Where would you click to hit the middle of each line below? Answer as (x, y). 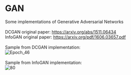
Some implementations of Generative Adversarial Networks (64, 22)
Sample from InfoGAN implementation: (44, 62)
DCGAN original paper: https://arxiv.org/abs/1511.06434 (61, 32)
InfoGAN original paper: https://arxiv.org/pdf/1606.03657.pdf (65, 37)
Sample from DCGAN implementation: (43, 47)
